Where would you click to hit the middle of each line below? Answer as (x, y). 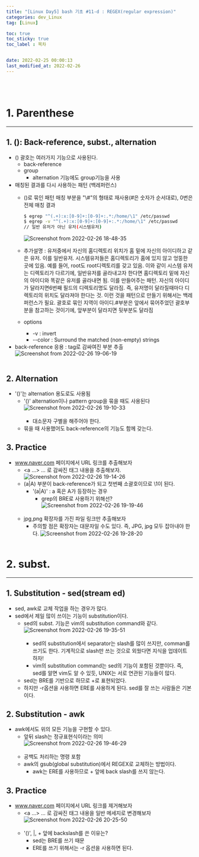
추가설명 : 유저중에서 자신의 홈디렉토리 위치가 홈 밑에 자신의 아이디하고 (105, 251)
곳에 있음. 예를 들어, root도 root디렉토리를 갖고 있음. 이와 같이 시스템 (102, 265)
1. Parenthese (40, 113)
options (33, 322)
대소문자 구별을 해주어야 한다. (66, 421)
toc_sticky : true (28, 39)
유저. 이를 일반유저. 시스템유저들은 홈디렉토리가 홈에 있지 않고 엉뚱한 (109, 258)
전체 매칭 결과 (39, 205)
